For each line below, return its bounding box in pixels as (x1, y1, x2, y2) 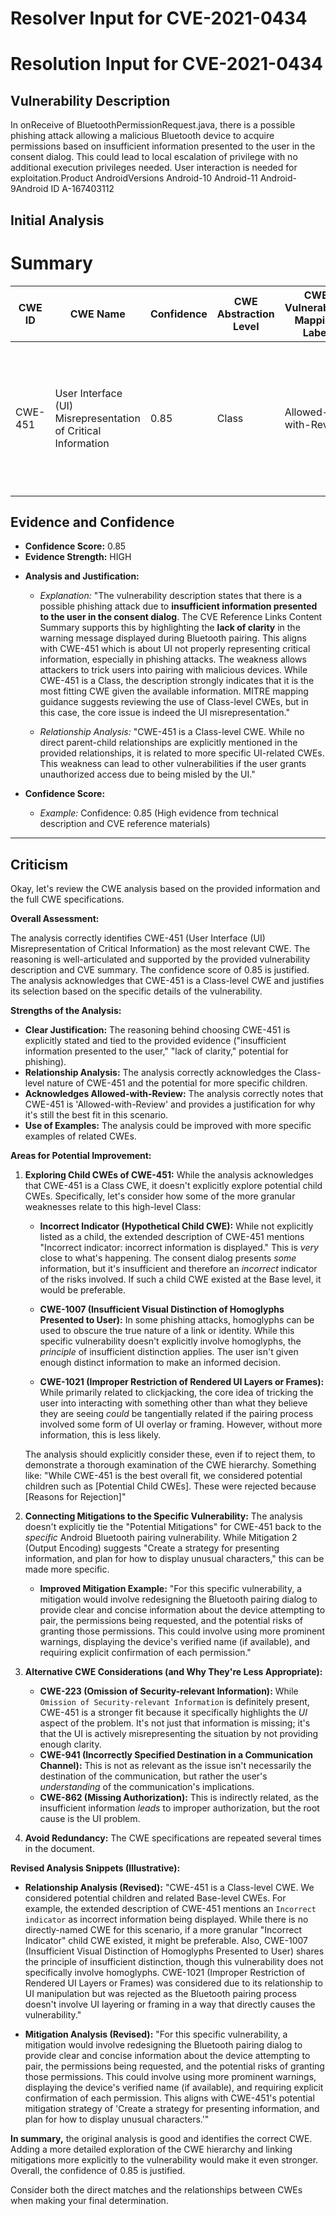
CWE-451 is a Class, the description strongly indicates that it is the (39, 675, 315, 687)
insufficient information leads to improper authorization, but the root (39, 1802, 320, 1814)
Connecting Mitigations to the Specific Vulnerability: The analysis (24, 1510, 303, 1522)
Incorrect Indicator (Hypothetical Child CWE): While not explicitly (39, 1220, 314, 1232)
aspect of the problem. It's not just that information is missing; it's (39, 1717, 311, 1729)
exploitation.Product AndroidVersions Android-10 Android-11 (10, 172, 258, 184)
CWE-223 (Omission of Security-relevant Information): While (39, 1685, 299, 1697)
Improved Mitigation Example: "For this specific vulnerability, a (39, 1583, 303, 1595)
